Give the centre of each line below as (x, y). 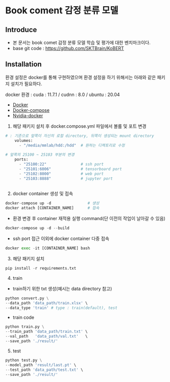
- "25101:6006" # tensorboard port (70, 169)
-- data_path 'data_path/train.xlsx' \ (46, 303)
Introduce (21, 29)
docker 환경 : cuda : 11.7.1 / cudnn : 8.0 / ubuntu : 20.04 (63, 94)
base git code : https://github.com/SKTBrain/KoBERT (68, 48)
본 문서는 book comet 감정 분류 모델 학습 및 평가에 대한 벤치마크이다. (81, 42)
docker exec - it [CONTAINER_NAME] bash (48, 248)
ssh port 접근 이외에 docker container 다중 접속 (61, 238)
